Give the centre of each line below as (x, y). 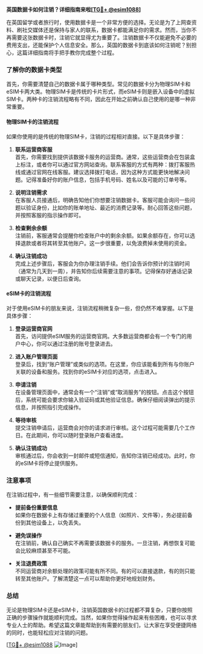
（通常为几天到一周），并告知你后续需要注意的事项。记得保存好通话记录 (104, 271)
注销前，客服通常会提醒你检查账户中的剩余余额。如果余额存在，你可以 (102, 235)
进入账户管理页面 (36, 356)
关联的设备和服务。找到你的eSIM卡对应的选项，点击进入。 (88, 371)
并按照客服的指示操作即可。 (50, 215)
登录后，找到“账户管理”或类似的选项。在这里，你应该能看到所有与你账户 (105, 364)
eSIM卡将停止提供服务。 (51, 463)
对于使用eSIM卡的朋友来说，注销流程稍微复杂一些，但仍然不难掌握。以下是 (100, 308)
